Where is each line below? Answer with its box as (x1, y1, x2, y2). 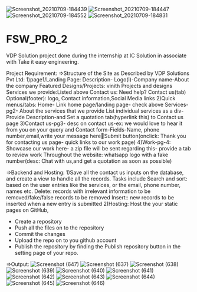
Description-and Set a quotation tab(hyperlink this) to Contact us (26, 113, 184, 120)
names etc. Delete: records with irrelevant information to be (6, 188, 151, 195)
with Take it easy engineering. (6, 58, 79, 65)
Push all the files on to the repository (14, 224, 104, 231)
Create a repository (14, 218, 62, 225)
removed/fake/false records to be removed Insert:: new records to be (6, 193, 175, 201)
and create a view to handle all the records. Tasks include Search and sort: (6, 175, 188, 182)
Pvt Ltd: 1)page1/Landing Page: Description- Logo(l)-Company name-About (6, 76, 189, 83)
